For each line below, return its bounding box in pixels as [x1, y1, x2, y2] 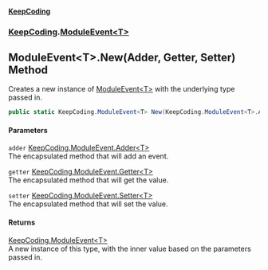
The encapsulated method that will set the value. [8, 199, 168, 209]
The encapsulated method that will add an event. [8, 151, 169, 161]
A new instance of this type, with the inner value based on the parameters [8, 244, 251, 253]
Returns [8, 217, 36, 227]
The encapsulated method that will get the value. [8, 175, 169, 185]
